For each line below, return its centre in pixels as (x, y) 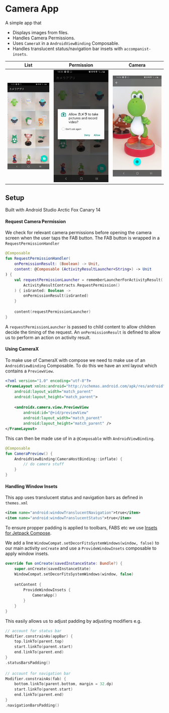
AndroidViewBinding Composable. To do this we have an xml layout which (81, 366)
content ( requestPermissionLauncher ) (53, 312)
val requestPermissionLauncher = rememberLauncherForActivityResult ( (89, 280)
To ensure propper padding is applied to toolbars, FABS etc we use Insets (81, 527)
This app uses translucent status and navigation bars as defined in (74, 498)
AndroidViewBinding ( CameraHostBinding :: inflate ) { (68, 459)
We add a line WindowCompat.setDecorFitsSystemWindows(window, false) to (82, 542)
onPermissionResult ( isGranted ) (56, 296)
